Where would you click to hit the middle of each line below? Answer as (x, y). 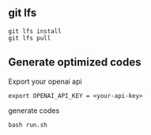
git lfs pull (30, 38)
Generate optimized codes (75, 62)
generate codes (34, 111)
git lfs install (35, 31)
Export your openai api (45, 81)
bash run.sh (28, 125)
